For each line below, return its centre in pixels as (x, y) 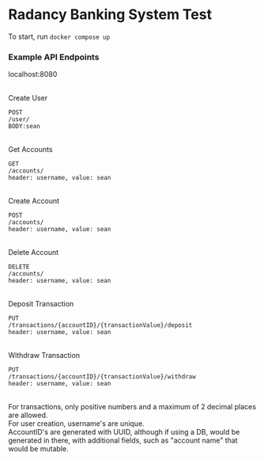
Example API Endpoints (54, 57)
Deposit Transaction (41, 304)
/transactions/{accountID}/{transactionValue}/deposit (100, 325)
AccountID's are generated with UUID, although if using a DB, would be (124, 432)
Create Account (34, 201)
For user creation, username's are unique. (76, 424)
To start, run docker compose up (59, 36)
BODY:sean (25, 127)
